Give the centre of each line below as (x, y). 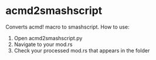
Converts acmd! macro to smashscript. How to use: (67, 27)
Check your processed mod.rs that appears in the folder (82, 50)
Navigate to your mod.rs (43, 44)
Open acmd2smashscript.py (48, 38)
